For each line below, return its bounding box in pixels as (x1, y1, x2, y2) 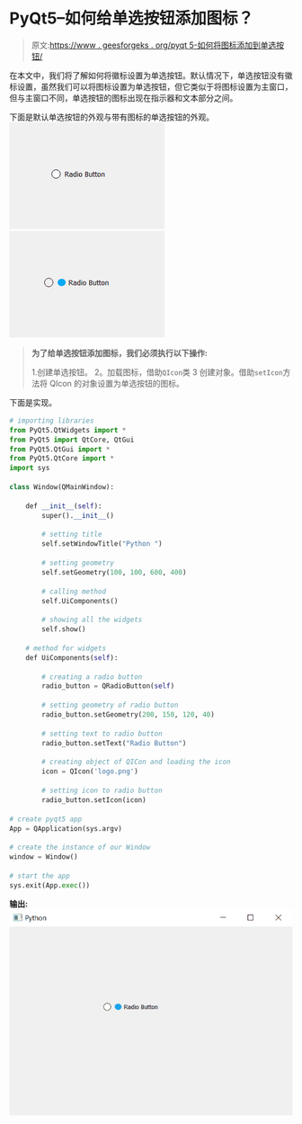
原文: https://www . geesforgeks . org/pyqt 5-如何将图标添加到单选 (31, 40, 277, 50)
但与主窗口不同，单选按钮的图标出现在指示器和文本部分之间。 (9, 92, 238, 103)
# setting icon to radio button (41, 786, 164, 796)
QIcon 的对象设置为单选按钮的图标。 (49, 378, 184, 388)
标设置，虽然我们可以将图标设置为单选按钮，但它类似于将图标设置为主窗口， (9, 81, 293, 92)
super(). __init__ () (41, 511, 115, 520)
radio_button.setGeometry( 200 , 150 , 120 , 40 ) (41, 710, 216, 719)
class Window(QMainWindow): (9, 483, 115, 492)
